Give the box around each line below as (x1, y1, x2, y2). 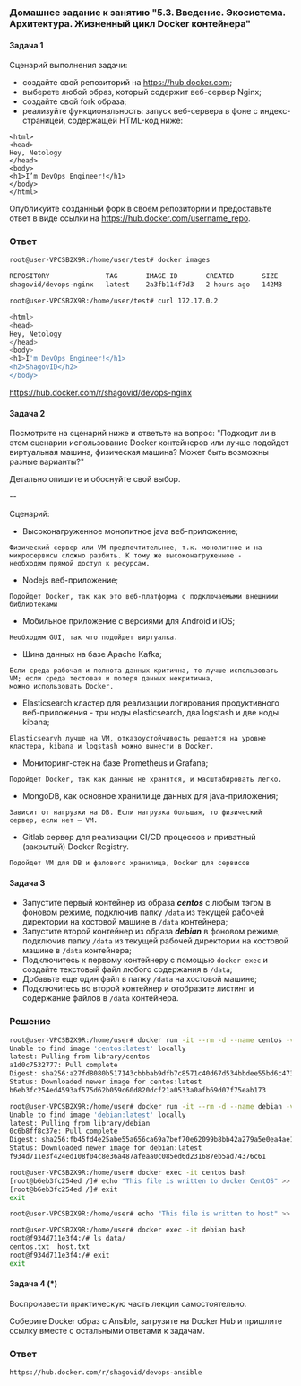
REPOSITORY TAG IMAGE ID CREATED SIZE (9, 272, 279, 281)
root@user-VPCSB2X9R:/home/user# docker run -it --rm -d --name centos (9, 1035, 282, 1045)
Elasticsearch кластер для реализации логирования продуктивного (21, 697, 279, 708)
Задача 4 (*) (9, 1278, 58, 1289)
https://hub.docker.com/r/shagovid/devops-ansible (9, 1368, 202, 1377)
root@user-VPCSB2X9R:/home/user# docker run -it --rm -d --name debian (9, 1101, 282, 1110)
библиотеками (9, 600, 58, 610)
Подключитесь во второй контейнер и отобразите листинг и (21, 983, 254, 994)
